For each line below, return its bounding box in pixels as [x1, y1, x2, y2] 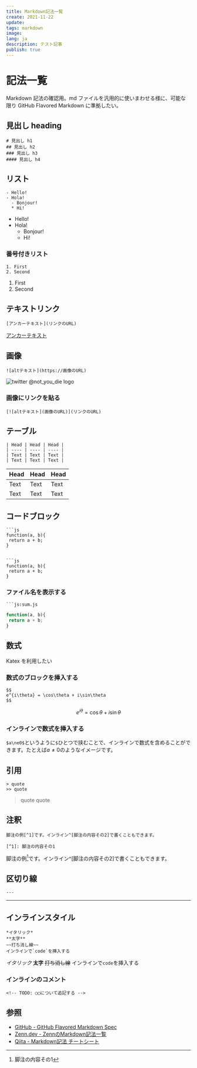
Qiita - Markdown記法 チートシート [14, 1038, 100, 1045]
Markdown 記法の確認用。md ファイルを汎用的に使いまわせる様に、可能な [6, 95, 186, 102]
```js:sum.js [6, 602, 38, 608]
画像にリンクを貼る [6, 394, 60, 402]
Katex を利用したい [6, 657, 53, 664]
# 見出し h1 [6, 137, 33, 144]
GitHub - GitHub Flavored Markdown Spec [14, 1023, 117, 1031]
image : [6, 31, 22, 36]
